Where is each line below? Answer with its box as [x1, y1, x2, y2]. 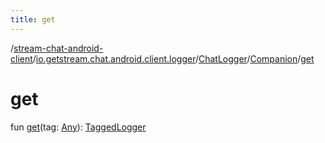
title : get [10, 14, 56, 25]
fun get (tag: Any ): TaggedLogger [10, 121, 147, 133]
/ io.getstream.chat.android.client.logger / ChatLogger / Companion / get [32, 52, 315, 65]
